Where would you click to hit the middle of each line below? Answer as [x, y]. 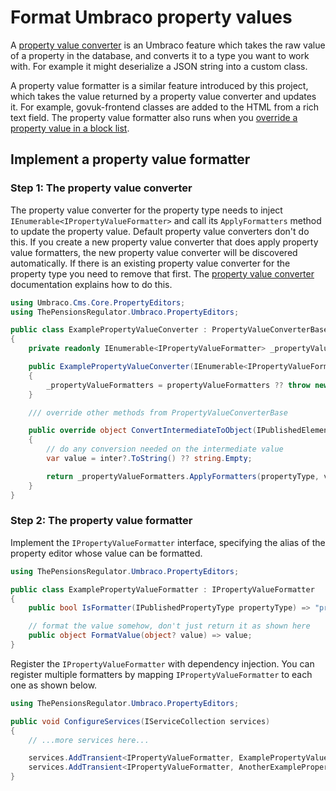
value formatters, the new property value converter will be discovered [154, 252]
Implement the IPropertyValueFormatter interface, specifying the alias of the [168, 542]
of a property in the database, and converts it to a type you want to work [160, 55]
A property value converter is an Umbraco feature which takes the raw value [168, 45]
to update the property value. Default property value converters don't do [160, 231]
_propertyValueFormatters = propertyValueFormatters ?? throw [178, 385]
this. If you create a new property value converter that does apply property [164, 242]
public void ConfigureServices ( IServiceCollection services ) [140, 721]
